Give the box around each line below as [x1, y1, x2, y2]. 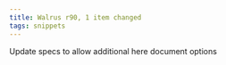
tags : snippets [9, 21, 66, 30]
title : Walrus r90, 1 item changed [9, 12, 142, 22]
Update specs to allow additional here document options [9, 45, 217, 56]
